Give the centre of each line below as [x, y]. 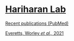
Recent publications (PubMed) [37, 23]
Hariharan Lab [36, 9]
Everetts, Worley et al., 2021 [34, 33]
